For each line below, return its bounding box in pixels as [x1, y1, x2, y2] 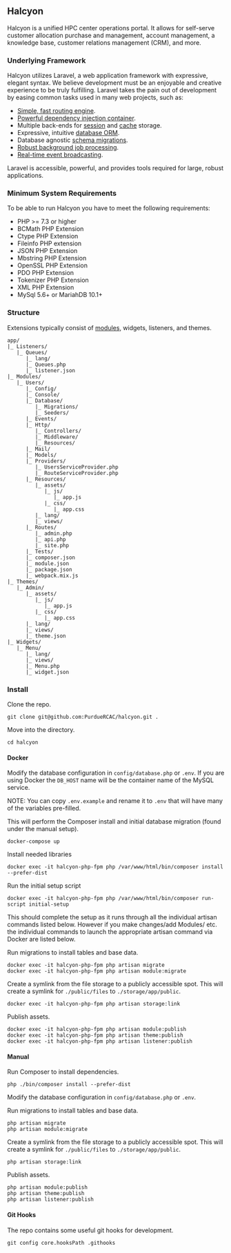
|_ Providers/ [25, 458, 67, 465]
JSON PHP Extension [17, 247, 78, 255]
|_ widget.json [25, 669, 70, 675]
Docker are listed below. [7, 935, 76, 944]
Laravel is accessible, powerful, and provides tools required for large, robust [7, 164, 224, 172]
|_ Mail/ [25, 445, 51, 452]
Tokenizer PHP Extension [17, 276, 90, 285]
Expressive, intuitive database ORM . [17, 129, 120, 137]
